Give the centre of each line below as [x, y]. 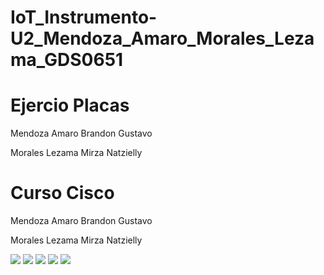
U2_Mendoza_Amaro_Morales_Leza [162, 38]
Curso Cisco [62, 193]
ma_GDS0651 [67, 60]
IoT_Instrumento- [84, 17]
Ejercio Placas [70, 105]
